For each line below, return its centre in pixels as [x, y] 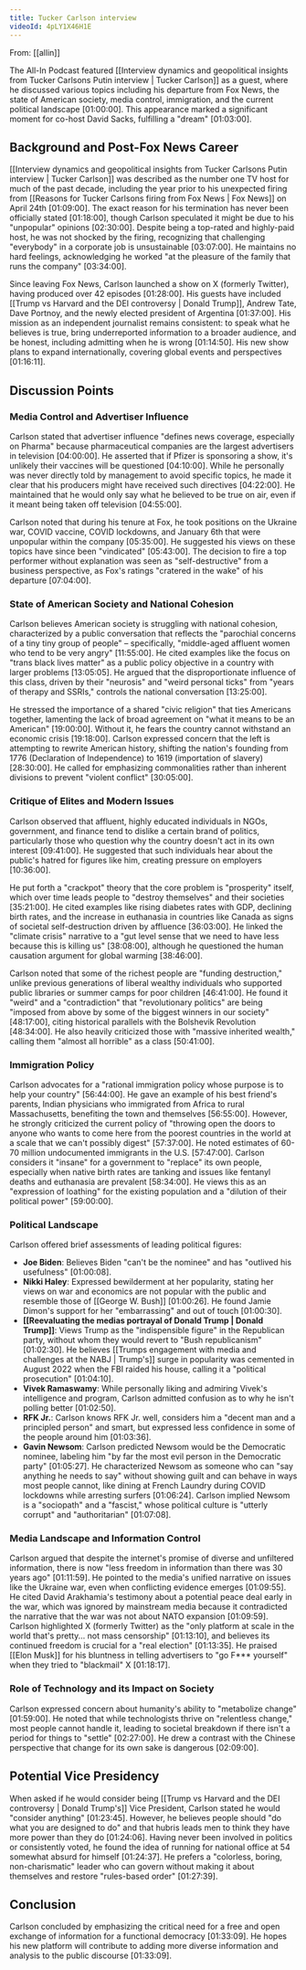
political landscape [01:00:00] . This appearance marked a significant [138, 109]
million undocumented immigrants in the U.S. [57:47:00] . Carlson [143, 1152]
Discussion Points [62, 391]
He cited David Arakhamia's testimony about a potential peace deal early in [151, 1597]
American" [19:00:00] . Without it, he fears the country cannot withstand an [150, 729]
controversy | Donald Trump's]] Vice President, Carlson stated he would [145, 1808]
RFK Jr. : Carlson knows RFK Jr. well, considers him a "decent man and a [159, 1418]
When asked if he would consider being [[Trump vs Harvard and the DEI [145, 1798]
